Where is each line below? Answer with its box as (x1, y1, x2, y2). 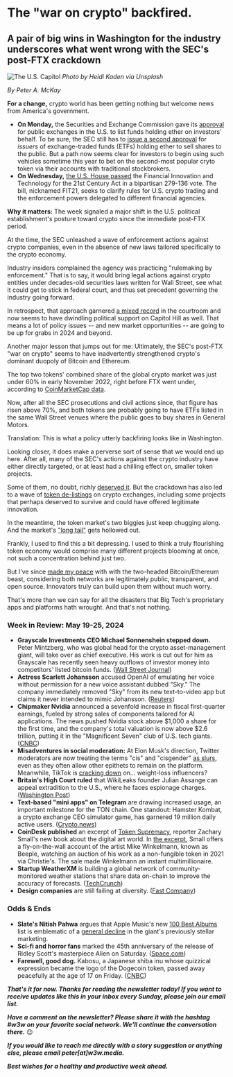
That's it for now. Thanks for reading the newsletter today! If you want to (7, 985, 222, 993)
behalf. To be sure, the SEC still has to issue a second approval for (17, 135, 207, 143)
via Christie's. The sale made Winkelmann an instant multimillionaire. (17, 857, 214, 865)
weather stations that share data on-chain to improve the (48, 872, 211, 880)
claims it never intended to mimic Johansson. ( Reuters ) (17, 695, 175, 703)
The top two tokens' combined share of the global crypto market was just (7, 370, 217, 379)
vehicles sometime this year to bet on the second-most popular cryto (17, 157, 216, 165)
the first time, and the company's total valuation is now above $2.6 (17, 725, 208, 733)
